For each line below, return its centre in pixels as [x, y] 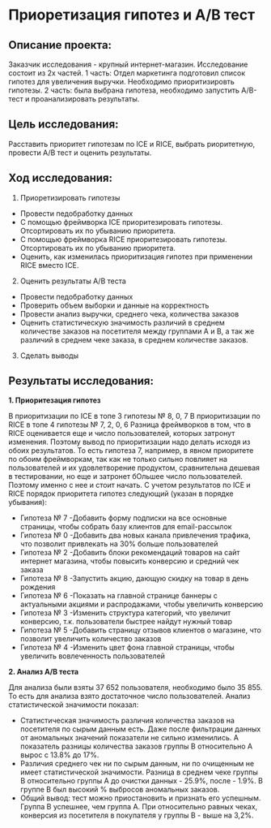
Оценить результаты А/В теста [73, 281]
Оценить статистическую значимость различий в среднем [122, 322]
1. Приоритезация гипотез [55, 400]
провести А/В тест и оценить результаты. [80, 153]
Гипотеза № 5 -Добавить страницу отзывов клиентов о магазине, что [140, 630]
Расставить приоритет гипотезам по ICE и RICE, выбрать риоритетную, [132, 144]
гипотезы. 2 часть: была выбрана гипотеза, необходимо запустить [124, 90]
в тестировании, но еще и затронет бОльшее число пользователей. [125, 477]
